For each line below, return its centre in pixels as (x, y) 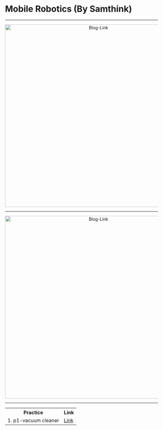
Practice (33, 412)
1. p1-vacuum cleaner (33, 420)
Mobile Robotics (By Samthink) (69, 9)
